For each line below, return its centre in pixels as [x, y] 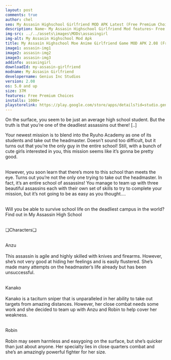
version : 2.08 [20, 81]
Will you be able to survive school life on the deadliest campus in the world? [85, 209]
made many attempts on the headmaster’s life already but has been [76, 267]
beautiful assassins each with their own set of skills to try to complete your [83, 188]
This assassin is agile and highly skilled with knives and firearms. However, [84, 256]
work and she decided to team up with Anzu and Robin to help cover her [81, 309]
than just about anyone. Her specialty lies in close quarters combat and [80, 347]
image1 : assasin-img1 [28, 48]
